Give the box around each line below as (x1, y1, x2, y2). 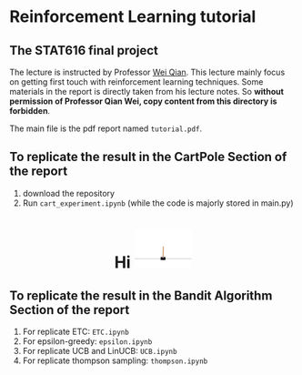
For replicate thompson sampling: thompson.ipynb (22, 355, 208, 366)
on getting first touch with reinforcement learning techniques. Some (9, 76, 264, 87)
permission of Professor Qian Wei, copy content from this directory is (9, 96, 277, 106)
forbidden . (9, 106, 51, 116)
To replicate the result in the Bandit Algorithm (9, 289, 273, 304)
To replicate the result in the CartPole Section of (9, 149, 287, 165)
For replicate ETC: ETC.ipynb (22, 326, 129, 338)
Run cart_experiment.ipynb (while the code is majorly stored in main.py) (22, 198, 294, 208)
